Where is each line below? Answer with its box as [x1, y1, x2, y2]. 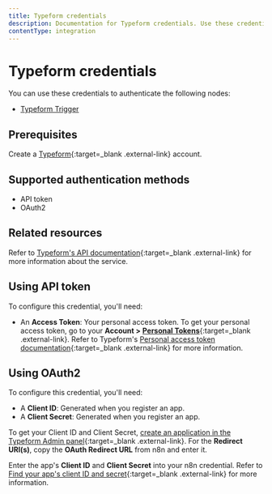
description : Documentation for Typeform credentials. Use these [8, 19, 233, 28]
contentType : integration [8, 27, 96, 35]
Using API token [8, 280, 91, 294]
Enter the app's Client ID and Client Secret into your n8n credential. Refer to [8, 461, 263, 471]
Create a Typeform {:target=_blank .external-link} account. [8, 149, 202, 159]
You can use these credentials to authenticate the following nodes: [8, 88, 231, 98]
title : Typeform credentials [8, 11, 107, 20]
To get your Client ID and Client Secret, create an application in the [8, 428, 232, 437]
